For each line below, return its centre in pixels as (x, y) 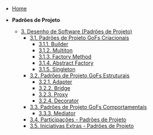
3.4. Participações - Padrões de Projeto (78, 120)
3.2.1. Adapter (55, 82)
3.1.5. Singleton (57, 69)
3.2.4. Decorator (59, 101)
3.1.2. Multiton (56, 50)
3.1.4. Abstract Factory (66, 63)
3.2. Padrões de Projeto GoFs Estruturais (79, 75)
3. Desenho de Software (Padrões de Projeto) (76, 31)
